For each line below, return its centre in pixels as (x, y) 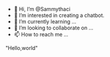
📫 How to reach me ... (41, 34)
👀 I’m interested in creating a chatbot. (59, 15)
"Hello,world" (22, 48)
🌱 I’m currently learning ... (45, 21)
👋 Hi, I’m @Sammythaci (42, 9)
